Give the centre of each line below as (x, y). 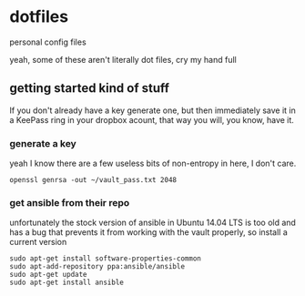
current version (38, 242)
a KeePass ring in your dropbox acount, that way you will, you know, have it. (152, 119)
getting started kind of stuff (90, 88)
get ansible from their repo (70, 202)
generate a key (43, 143)
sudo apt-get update (49, 275)
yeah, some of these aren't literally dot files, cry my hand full (123, 59)
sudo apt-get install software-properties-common (106, 259)
